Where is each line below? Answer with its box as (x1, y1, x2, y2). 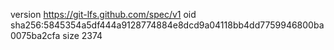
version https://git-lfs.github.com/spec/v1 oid (10, 9, 197, 20)
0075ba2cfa (10, 30, 61, 41)
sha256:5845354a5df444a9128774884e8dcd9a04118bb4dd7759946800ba (10, 19, 325, 31)
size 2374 (62, 30, 103, 41)
